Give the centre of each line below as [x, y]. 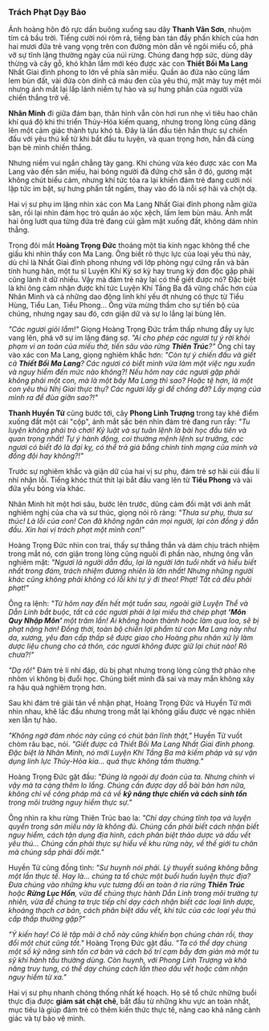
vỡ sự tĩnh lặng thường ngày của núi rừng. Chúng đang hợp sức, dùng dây [130, 55]
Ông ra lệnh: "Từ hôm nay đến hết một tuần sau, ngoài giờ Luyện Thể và [128, 603]
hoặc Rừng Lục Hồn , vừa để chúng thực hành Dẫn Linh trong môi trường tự [133, 894]
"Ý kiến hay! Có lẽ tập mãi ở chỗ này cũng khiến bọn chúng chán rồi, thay [131, 935]
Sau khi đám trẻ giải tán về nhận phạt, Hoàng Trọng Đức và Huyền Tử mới [130, 703]
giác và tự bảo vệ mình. [47, 1018]
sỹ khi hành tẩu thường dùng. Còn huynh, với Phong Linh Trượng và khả [128, 960]
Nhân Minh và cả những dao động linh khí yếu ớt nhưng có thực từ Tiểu [126, 297]
